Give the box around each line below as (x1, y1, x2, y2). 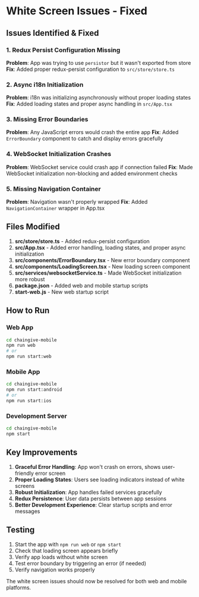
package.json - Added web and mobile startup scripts (14, 282, 149, 289)
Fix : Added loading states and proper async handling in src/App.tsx (6, 100, 172, 108)
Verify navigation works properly (14, 566, 95, 573)
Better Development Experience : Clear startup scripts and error (14, 501, 173, 508)
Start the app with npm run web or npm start (14, 540, 122, 548)
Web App (6, 324, 34, 332)
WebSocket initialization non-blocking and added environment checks (6, 170, 178, 177)
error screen (35, 469, 66, 477)
